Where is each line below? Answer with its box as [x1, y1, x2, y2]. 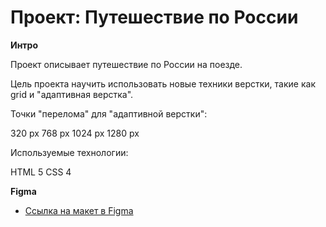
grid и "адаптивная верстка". [10, 88, 134, 100]
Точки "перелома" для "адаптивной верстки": [10, 107, 208, 120]
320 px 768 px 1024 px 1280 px [10, 127, 140, 139]
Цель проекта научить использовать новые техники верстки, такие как [10, 77, 316, 90]
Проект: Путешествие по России [10, 6, 299, 29]
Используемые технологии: [10, 146, 129, 158]
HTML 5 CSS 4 [10, 166, 72, 178]
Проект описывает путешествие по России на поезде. [10, 58, 243, 70]
